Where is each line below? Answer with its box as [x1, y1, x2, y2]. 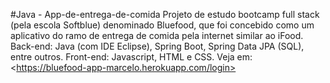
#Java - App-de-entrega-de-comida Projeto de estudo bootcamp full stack [10, 9, 320, 20]
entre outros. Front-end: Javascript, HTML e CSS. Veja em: [10, 51, 253, 63]
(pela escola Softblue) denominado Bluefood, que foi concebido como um [10, 19, 315, 31]
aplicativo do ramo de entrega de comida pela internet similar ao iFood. [10, 30, 304, 41]
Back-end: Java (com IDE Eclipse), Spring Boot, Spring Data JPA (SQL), [10, 40, 305, 52]
